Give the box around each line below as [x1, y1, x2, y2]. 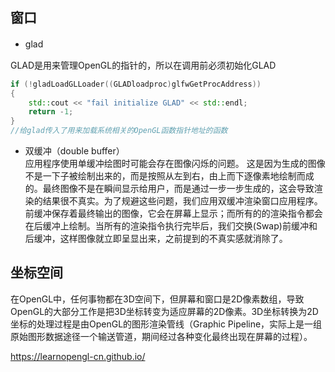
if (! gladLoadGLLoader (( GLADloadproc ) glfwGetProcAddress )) [10, 79, 262, 89]
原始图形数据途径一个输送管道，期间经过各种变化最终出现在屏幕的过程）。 [10, 330, 313, 342]
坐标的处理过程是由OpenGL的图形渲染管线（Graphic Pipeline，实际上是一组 [10, 318, 323, 330]
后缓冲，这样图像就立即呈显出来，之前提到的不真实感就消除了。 [24, 233, 288, 245]
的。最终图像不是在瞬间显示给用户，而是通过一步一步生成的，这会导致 [24, 183, 315, 195]
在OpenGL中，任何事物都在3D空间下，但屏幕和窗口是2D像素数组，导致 [10, 293, 305, 305]
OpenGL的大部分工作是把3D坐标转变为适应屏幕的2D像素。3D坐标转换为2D [10, 305, 319, 317]
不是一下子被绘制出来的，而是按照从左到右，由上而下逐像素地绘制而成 [24, 170, 315, 182]
